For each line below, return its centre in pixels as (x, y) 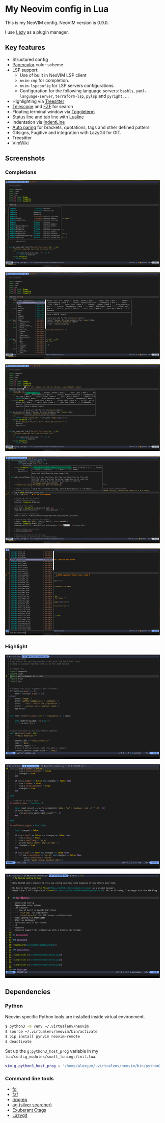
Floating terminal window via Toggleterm (53, 111)
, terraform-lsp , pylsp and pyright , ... (91, 96)
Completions (21, 172)
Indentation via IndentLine (39, 122)
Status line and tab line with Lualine (48, 117)
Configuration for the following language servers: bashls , (77, 91)
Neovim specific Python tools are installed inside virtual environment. (75, 1016)
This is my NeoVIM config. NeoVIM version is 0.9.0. (57, 23)
